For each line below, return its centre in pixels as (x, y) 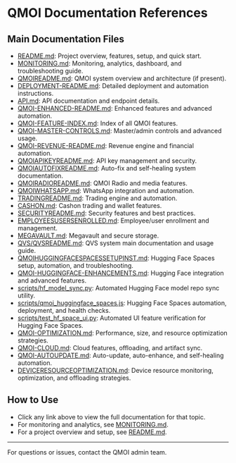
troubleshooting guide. (50, 71)
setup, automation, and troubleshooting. (75, 265)
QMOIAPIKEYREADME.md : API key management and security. (107, 161)
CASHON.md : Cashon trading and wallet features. (90, 205)
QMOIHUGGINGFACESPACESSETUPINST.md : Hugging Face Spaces (116, 258)
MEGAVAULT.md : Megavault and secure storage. (88, 235)
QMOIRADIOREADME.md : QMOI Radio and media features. (103, 183)
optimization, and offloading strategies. (74, 378)
